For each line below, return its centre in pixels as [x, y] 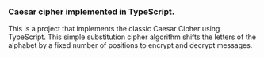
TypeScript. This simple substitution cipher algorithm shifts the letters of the [132, 37]
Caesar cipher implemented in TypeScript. [92, 12]
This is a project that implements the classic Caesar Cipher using [114, 29]
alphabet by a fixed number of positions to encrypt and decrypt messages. [130, 45]
